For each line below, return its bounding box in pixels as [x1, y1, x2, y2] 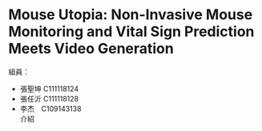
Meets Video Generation [8, 40, 174, 58]
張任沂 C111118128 [19, 93, 79, 103]
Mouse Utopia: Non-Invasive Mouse [8, 6, 253, 24]
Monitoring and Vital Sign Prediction [8, 22, 255, 41]
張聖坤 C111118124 [19, 84, 79, 93]
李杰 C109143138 [19, 104, 82, 113]
